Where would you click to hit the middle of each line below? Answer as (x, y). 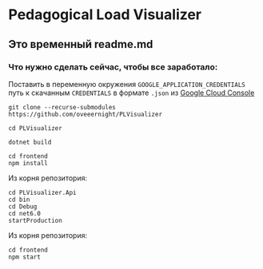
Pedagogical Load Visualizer (105, 15)
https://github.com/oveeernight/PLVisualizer (85, 114)
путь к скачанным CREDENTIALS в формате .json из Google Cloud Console (131, 93)
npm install (28, 163)
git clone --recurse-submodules (62, 107)
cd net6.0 (25, 213)
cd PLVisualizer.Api (43, 192)
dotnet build (30, 142)
